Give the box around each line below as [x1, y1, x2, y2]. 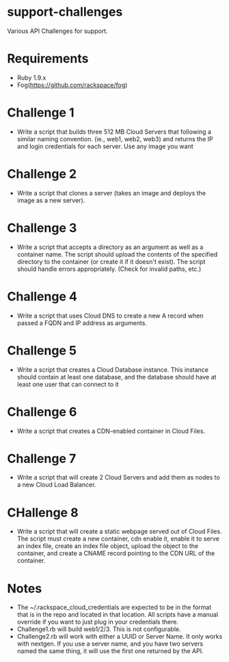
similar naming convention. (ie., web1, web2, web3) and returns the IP [16, 134, 213, 143]
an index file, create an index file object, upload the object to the [16, 542, 199, 550]
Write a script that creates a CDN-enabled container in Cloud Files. [16, 427, 206, 435]
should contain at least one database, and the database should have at [16, 373, 217, 381]
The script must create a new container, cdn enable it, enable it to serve [16, 534, 220, 543]
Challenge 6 [7, 404, 77, 419]
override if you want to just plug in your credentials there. [16, 618, 179, 626]
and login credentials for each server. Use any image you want [16, 142, 193, 150]
